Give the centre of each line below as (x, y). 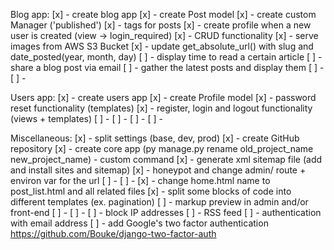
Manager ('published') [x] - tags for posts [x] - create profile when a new (161, 25)
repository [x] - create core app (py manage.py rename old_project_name (162, 148)
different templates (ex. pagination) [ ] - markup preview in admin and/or (159, 202)
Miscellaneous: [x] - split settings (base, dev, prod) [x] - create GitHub (155, 138)
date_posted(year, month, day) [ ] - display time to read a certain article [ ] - (166, 57)
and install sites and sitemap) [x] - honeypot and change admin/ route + (158, 170)
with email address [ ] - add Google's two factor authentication (139, 223)
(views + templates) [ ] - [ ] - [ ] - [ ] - (86, 118)
